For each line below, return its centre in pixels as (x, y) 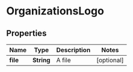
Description (73, 50)
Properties (26, 33)
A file (63, 60)
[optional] (110, 60)
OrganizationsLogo (55, 11)
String (41, 60)
